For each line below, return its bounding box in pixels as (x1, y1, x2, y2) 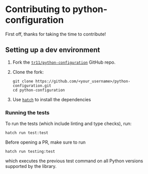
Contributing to (5, 4, 71, 15)
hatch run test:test (5, 130, 49, 136)
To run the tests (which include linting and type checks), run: (5, 120, 132, 127)
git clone (12, 78, 34, 84)
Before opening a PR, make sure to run (5, 139, 86, 145)
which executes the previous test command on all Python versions (5, 158, 143, 164)
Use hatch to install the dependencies (12, 96, 91, 102)
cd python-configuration (12, 88, 65, 93)
